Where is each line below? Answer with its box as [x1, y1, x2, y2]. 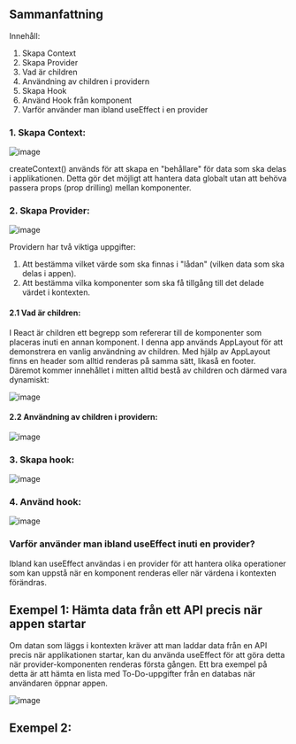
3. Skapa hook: [9, 453, 75, 466]
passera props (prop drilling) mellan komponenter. [9, 182, 192, 193]
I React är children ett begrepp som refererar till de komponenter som [9, 327, 262, 337]
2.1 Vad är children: [9, 307, 81, 318]
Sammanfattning [9, 7, 103, 22]
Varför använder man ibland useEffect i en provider [21, 104, 209, 114]
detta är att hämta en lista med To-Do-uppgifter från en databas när [9, 668, 256, 678]
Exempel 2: [9, 720, 72, 735]
